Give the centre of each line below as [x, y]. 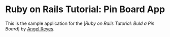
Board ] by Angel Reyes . [30, 28]
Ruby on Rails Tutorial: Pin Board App [85, 9]
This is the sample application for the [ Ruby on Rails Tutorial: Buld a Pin [80, 23]
